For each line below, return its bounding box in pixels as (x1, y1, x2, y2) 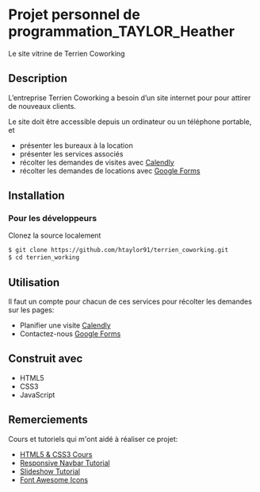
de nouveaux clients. (8, 101, 77, 110)
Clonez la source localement (8, 231, 101, 240)
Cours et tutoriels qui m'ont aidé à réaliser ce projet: (8, 434, 178, 444)
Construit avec (8, 352, 83, 366)
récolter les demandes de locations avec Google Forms (19, 165, 201, 176)
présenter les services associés (19, 149, 124, 158)
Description (8, 72, 67, 85)
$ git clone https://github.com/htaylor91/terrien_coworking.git (8, 246, 228, 254)
